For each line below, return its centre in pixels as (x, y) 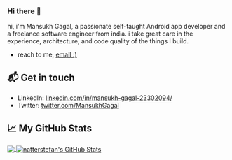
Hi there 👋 (25, 11)
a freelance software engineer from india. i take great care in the (100, 34)
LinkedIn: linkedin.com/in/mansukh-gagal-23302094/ (95, 98)
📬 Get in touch (41, 77)
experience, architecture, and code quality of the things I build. (98, 41)
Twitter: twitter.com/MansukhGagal (68, 106)
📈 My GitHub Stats (50, 128)
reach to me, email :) (47, 54)
